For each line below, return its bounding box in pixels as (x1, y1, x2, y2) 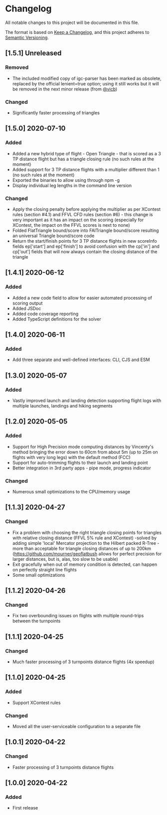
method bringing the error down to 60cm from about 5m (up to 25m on (12, 449, 158, 455)
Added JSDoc (12, 305, 41, 311)
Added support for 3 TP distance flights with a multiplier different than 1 (12, 166, 160, 172)
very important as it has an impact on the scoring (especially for (12, 217, 144, 223)
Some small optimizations (12, 572, 65, 578)
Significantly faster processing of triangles (12, 109, 100, 115)
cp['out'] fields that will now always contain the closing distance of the (12, 248, 158, 255)
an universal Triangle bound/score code (12, 233, 95, 239)
